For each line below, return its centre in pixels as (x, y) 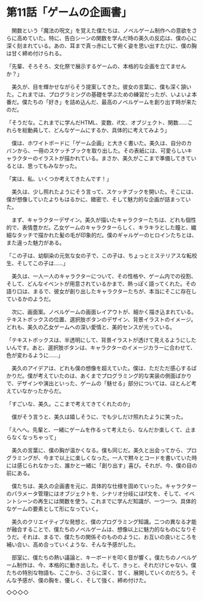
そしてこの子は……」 (42, 263)
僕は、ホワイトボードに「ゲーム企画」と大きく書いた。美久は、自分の (99, 143)
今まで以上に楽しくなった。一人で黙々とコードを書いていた (118, 457)
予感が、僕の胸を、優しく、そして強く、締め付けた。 (83, 580)
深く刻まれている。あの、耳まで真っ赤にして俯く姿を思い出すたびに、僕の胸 (101, 46)
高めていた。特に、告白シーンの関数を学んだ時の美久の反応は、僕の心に (107, 38)
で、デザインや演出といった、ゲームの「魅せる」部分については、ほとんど (99, 383)
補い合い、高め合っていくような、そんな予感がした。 (73, 544)
